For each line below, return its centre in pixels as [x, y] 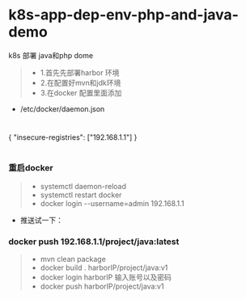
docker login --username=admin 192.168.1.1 [112, 203]
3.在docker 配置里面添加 [81, 93]
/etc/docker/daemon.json [62, 109]
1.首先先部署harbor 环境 [80, 72]
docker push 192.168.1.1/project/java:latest [94, 242]
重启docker [31, 168]
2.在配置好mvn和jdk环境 [81, 82]
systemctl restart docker [81, 195]
